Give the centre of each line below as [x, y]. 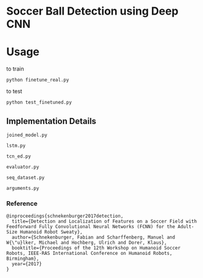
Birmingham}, [23, 259]
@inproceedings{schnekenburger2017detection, [65, 216]
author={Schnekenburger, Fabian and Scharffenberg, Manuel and [93, 238]
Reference [22, 203]
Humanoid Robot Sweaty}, [51, 232]
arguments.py [23, 188]
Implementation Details [51, 121]
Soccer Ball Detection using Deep [92, 11]
